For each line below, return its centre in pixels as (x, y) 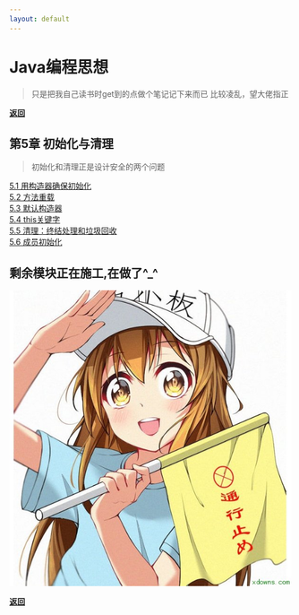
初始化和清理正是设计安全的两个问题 (98, 167)
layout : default (39, 19)
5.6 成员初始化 (36, 242)
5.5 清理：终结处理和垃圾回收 (64, 231)
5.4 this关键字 (35, 220)
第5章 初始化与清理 (62, 143)
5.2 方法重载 (32, 197)
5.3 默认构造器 (36, 208)
